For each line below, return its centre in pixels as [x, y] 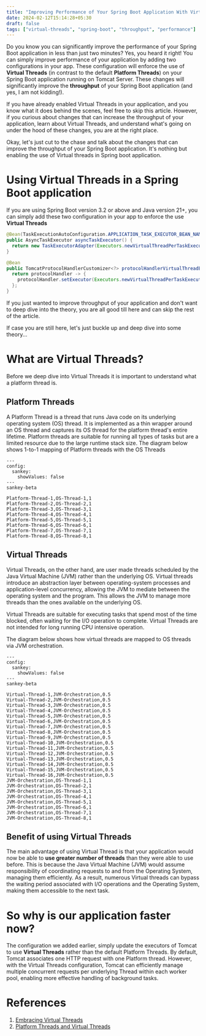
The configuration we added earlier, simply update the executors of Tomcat [102, 946]
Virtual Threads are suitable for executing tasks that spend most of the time [102, 614]
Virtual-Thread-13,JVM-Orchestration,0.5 [60, 759]
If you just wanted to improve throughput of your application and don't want [102, 303]
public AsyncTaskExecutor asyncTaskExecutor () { [70, 240]
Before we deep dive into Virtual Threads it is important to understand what [101, 376]
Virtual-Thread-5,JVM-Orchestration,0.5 [59, 716]
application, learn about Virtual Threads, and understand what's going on [99, 124]
